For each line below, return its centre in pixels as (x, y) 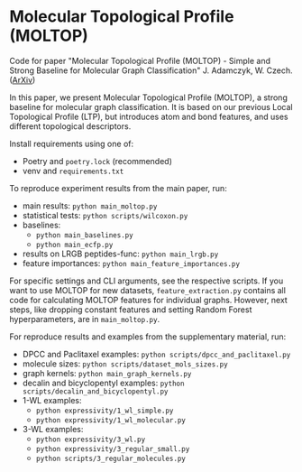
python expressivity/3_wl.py (91, 440)
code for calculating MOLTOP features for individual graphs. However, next (149, 300)
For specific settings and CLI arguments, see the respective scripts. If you (146, 281)
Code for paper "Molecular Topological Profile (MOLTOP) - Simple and (140, 60)
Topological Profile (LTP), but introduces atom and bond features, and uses (149, 116)
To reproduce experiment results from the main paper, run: (118, 188)
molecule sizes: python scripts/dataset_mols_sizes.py (125, 364)
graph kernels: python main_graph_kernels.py (107, 373)
